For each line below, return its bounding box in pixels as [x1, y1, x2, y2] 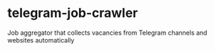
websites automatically [7, 35, 75, 44]
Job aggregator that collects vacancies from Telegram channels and [7, 28, 208, 37]
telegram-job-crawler [7, 5, 139, 21]
